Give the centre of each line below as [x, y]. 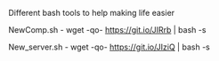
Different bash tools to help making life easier [92, 13]
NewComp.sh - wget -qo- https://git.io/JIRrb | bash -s [107, 30]
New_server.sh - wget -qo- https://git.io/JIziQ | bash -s [109, 47]
